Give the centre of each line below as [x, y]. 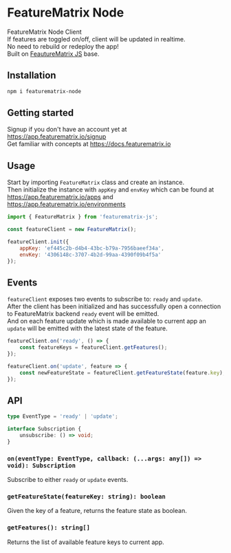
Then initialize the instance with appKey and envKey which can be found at [111, 190]
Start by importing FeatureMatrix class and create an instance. [96, 182]
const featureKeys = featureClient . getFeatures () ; [93, 348]
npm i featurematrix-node [44, 91]
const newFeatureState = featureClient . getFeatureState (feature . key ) [121, 373]
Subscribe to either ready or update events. [68, 480]
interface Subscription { [44, 429]
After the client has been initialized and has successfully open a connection [114, 306]
